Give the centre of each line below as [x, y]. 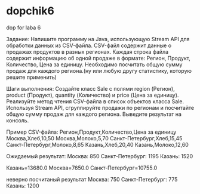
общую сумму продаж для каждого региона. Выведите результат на [94, 114]
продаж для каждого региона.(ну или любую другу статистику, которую [99, 70]
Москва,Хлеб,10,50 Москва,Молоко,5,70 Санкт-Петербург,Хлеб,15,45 [94, 138]
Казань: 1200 [23, 186]
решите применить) [31, 77]
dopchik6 [30, 11]
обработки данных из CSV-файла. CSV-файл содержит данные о [89, 45]
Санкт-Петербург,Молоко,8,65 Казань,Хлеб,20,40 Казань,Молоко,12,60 [98, 144]
